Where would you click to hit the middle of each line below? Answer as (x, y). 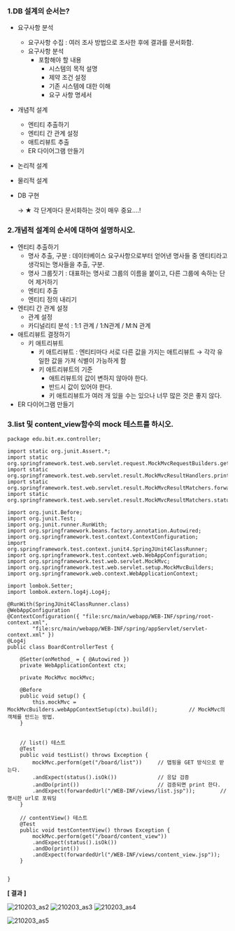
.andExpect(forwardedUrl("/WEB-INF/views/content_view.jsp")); (126, 855)
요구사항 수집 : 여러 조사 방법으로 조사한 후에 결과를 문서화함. (111, 43)
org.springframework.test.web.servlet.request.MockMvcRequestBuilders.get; (120, 463)
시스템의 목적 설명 (73, 69)
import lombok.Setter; (40, 585)
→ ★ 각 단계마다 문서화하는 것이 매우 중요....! (79, 211)
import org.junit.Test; (42, 518)
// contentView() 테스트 (54, 818)
